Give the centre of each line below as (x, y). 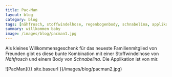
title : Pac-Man (21, 10)
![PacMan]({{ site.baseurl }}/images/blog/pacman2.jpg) (64, 69)
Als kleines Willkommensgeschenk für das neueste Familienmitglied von (81, 48)
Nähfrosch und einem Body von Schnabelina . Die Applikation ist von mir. (82, 59)
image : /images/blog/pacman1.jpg (41, 34)
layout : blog (19, 15)
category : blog (21, 19)
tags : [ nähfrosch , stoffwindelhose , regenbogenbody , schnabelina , (78, 24)
